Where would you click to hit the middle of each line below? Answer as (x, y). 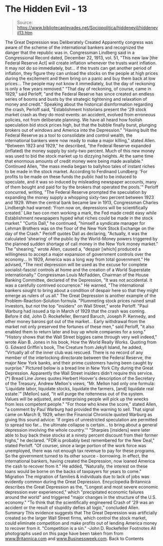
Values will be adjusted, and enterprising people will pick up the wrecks (77, 399)
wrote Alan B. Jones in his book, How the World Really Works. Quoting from (81, 342)
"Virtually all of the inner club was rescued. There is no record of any (74, 352)
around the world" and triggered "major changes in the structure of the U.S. (81, 497)
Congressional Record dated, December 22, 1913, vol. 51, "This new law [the (81, 57)
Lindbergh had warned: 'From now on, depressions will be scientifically (76, 207)
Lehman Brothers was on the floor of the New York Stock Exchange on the (80, 228)
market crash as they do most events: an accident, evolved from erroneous (80, 114)
